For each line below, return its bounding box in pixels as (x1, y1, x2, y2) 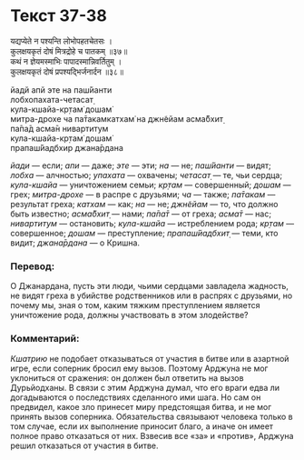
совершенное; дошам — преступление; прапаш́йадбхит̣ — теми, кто (10, 227, 279, 238)
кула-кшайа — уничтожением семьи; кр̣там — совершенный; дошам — (10, 179, 291, 190)
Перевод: (10, 260, 55, 273)
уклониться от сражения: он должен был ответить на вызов (10, 372, 244, 383)
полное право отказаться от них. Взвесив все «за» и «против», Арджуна (10, 430, 294, 441)
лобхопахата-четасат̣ (10, 94, 94, 105)
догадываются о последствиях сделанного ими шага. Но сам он (10, 392, 261, 403)
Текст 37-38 (10, 5, 107, 26)
